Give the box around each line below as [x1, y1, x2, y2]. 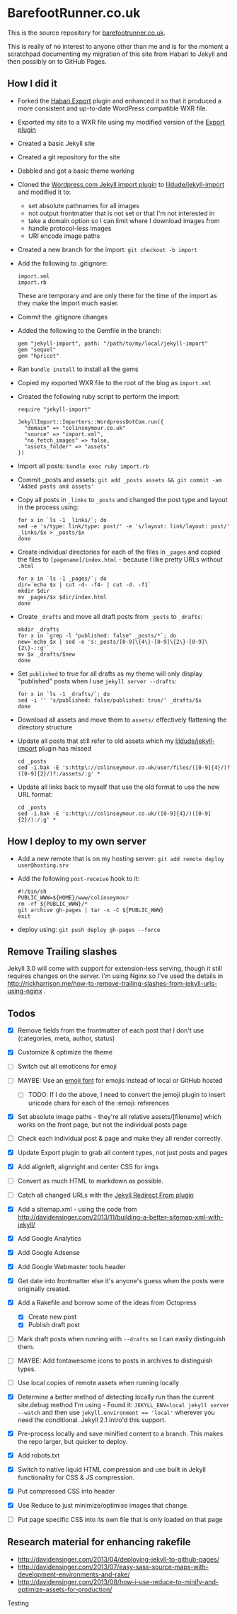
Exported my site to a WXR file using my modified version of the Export [17, 118, 225, 126]
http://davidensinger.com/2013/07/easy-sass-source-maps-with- [17, 1562, 209, 1571]
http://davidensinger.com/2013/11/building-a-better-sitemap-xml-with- [17, 1212, 224, 1221]
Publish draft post [28, 1321, 80, 1329]
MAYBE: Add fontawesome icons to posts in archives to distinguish [17, 1356, 214, 1365]
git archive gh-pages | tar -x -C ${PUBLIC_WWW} [17, 907, 164, 914]
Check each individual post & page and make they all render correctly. [17, 1134, 223, 1142]
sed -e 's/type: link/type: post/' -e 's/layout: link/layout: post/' [17, 523, 231, 530]
